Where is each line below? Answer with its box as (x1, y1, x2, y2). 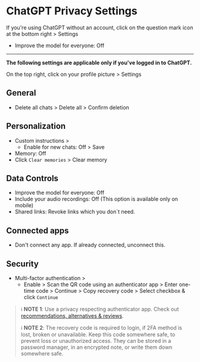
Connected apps (6, 225, 70, 235)
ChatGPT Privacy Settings (6, 4, 138, 18)
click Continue (23, 294, 58, 300)
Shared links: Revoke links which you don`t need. (14, 208, 135, 216)
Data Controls (6, 173, 58, 183)
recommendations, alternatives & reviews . (20, 312, 124, 319)
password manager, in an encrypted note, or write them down (20, 343, 173, 351)
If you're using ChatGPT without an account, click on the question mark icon (6, 24, 193, 31)
